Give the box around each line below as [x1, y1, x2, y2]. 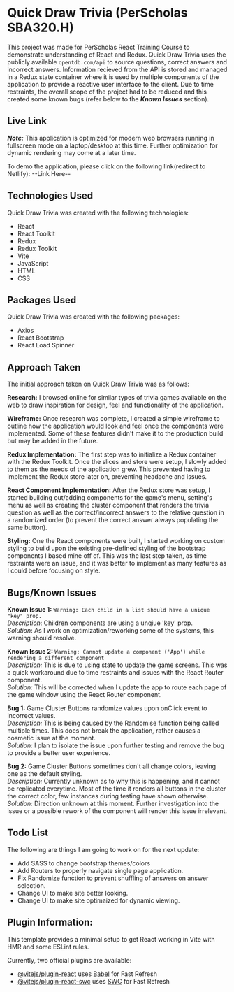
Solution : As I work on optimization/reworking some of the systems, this [7, 626, 214, 634]
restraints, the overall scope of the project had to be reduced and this [7, 87, 207, 96]
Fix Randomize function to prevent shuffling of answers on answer [17, 874, 209, 882]
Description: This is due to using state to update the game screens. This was [7, 661, 228, 669]
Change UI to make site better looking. [17, 889, 129, 897]
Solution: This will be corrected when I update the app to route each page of [7, 683, 227, 691]
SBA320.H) [7, 20, 75, 36]
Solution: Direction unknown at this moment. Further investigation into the [7, 799, 219, 807]
